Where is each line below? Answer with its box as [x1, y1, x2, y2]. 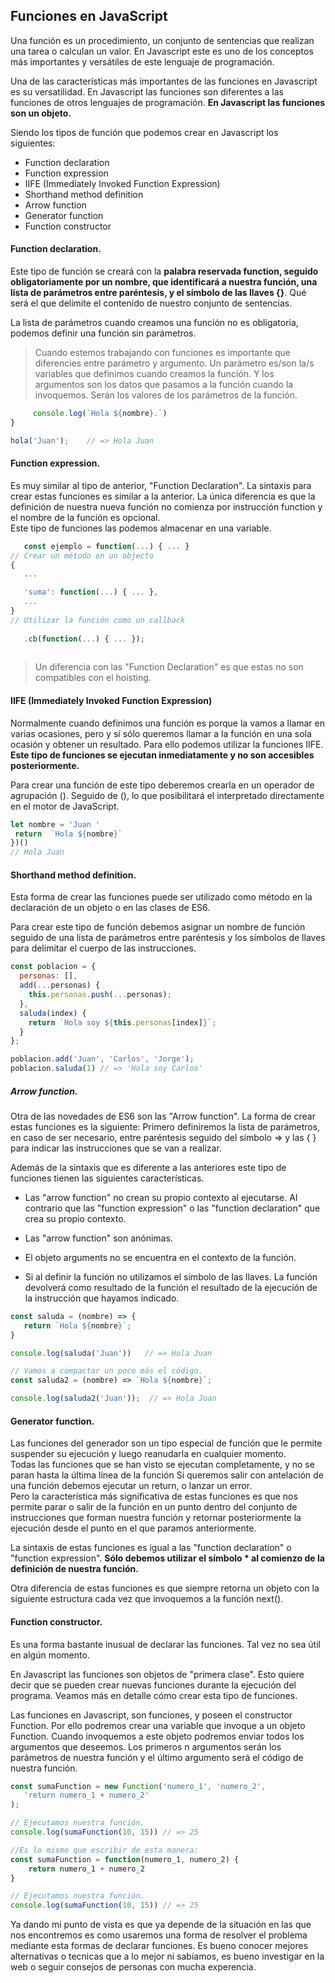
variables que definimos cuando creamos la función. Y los [34, 368, 275, 380]
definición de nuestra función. [10, 1563, 139, 1575]
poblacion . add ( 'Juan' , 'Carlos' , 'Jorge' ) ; [10, 1054, 195, 1064]
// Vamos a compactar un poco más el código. [10, 1366, 203, 1376]
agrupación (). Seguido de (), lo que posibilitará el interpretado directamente [10, 789, 325, 801]
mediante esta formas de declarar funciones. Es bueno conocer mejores [10, 1940, 309, 1952]
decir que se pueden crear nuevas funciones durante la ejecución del [10, 1679, 297, 1691]
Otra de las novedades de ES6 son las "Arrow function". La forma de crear [10, 1110, 316, 1122]
